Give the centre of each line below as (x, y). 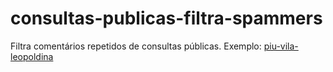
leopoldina (32, 56)
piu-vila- (281, 46)
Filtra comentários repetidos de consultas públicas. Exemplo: (136, 46)
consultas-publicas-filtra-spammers (166, 18)
